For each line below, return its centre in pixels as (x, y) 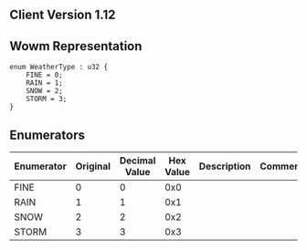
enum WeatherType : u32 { (58, 68)
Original (93, 166)
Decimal (138, 161)
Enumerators (47, 135)
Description (225, 166)
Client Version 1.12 (63, 15)
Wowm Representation (76, 46)
